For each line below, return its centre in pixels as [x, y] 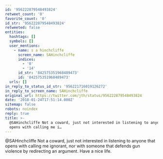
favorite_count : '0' [26, 18]
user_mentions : [25, 46]
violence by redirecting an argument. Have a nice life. [58, 151]
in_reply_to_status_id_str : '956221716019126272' [56, 86]
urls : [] [18, 82]
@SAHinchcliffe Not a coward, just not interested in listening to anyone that [80, 141]
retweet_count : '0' [25, 14]
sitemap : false [20, 105]
